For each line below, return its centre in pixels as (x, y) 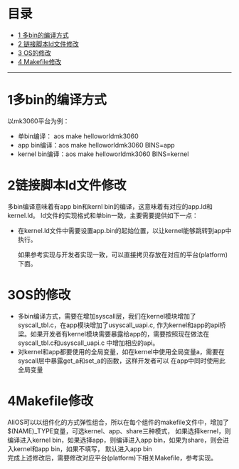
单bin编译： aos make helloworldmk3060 (78, 136)
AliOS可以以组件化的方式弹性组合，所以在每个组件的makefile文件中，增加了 (118, 422)
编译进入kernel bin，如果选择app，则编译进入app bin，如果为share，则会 (115, 440)
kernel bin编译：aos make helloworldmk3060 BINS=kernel (103, 154)
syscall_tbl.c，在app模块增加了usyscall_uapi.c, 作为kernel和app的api (119, 325)
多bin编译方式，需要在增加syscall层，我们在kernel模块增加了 (107, 316)
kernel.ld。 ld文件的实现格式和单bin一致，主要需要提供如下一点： (103, 215)
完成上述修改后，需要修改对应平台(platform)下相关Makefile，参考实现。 (112, 458)
